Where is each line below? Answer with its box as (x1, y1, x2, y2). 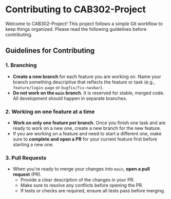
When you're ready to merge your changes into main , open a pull (12, 166, 150, 172)
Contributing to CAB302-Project (5, 4, 146, 15)
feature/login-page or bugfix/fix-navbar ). (12, 84, 104, 90)
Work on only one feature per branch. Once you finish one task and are (12, 120, 166, 126)
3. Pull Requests (5, 154, 47, 161)
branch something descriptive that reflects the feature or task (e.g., (12, 78, 156, 85)
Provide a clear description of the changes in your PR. (20, 177, 135, 183)
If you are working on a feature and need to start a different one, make (12, 130, 162, 136)
